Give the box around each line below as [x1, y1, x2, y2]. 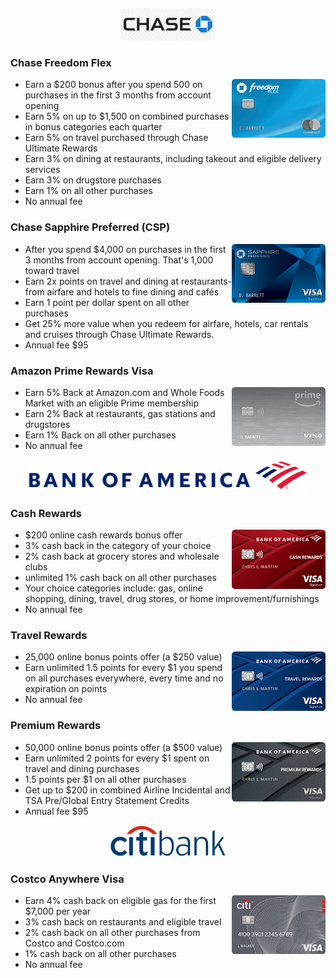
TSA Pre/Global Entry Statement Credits [24, 794, 190, 806]
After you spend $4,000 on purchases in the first [24, 243, 227, 255]
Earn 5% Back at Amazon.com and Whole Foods [24, 386, 225, 398]
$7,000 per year [24, 905, 92, 918]
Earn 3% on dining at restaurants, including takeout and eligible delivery [24, 153, 322, 165]
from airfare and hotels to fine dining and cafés [24, 285, 220, 298]
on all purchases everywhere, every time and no [24, 672, 224, 684]
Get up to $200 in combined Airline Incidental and [24, 784, 231, 796]
